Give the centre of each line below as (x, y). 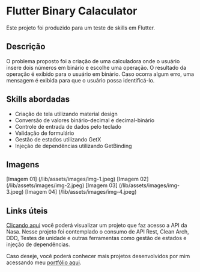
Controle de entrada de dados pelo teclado (68, 126)
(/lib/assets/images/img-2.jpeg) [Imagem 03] (62, 185)
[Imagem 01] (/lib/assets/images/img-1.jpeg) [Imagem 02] (77, 179)
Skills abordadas (38, 100)
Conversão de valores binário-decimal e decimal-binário (85, 120)
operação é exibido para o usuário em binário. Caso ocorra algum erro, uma (100, 74)
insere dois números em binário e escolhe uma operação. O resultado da (96, 67)
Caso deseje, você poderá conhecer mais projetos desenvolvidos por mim (98, 256)
